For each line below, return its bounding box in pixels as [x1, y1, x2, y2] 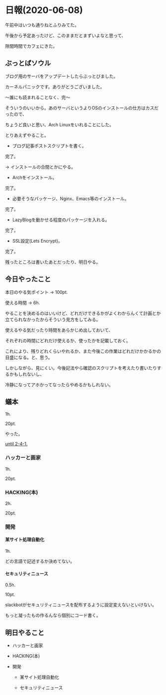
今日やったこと [5, 275, 51, 283]
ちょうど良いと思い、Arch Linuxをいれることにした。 [5, 121, 114, 127]
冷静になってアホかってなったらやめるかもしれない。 [5, 381, 113, 388]
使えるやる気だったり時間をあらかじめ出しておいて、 [5, 327, 113, 333]
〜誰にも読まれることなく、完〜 [5, 94, 70, 100]
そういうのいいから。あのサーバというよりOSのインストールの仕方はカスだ [5, 105, 159, 111]
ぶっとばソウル [5, 59, 51, 68]
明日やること [5, 628, 45, 637]
